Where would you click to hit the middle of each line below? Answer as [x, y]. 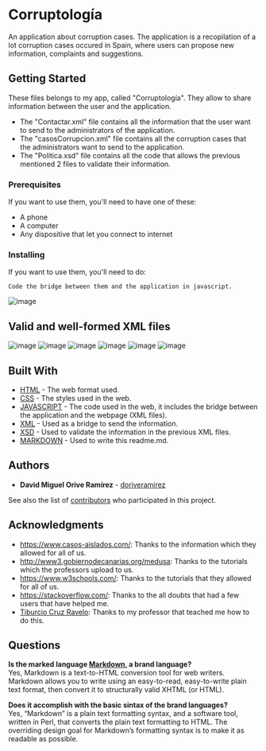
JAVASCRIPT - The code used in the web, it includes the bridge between [139, 407]
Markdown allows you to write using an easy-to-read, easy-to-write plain [128, 681]
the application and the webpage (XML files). [93, 414]
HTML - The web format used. [69, 389]
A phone [34, 217]
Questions [35, 645]
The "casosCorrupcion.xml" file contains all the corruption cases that [133, 138]
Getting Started [47, 78]
